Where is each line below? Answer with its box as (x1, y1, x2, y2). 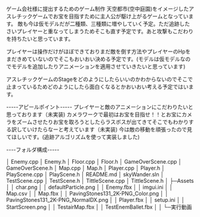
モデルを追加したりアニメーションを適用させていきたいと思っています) (11, 63, 186, 70)
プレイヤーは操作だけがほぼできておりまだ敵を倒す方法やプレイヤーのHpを (6, 48, 191, 55)
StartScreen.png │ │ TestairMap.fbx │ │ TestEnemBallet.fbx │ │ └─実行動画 (6, 203, 192, 210)
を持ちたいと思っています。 (6, 35, 73, 42)
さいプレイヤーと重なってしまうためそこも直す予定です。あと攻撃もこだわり (6, 28, 194, 35)
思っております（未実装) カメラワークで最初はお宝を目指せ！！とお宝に (6, 111, 182, 118)
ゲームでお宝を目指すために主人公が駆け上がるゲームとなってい (32, 13, 189, 20)
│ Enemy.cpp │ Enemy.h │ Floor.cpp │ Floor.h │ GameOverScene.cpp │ (6, 158, 182, 165)
